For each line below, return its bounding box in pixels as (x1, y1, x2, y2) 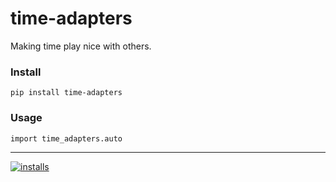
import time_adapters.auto (10, 133, 123, 144)
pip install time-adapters (10, 88, 123, 98)
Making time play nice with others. (10, 40, 152, 52)
